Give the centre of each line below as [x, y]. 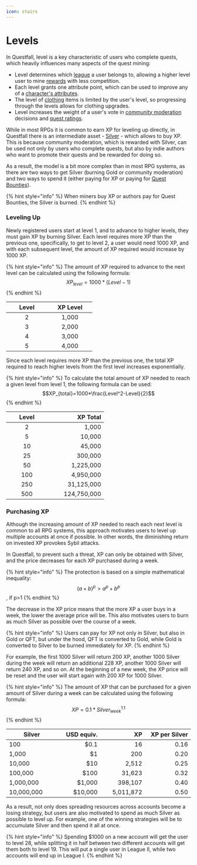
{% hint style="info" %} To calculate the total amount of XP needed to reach [98, 378]
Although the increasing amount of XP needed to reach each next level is [94, 524]
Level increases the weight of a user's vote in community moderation [98, 112]
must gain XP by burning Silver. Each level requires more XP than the [89, 236]
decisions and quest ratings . [49, 118]
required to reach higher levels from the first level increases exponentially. [96, 366]
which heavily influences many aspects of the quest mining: [78, 63]
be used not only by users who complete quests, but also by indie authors [95, 148]
